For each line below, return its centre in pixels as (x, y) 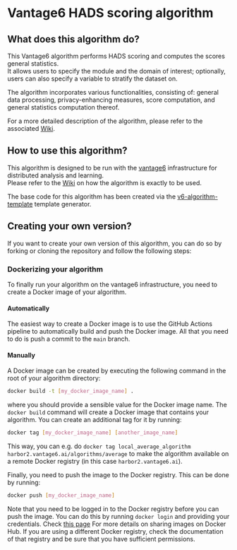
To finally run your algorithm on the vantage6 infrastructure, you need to (112, 284)
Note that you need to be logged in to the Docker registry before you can (113, 509)
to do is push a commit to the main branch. (69, 339)
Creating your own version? (69, 227)
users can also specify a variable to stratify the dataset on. (92, 78)
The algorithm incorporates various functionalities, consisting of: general (113, 92)
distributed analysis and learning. (56, 175)
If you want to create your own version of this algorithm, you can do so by (115, 243)
